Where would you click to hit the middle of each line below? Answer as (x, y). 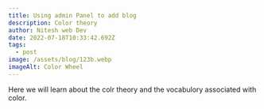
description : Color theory (53, 23)
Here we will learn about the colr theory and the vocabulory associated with (132, 89)
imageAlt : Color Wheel (46, 67)
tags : (17, 45)
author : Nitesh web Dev (48, 30)
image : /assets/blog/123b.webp (60, 60)
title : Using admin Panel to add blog (72, 15)
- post (26, 52)
